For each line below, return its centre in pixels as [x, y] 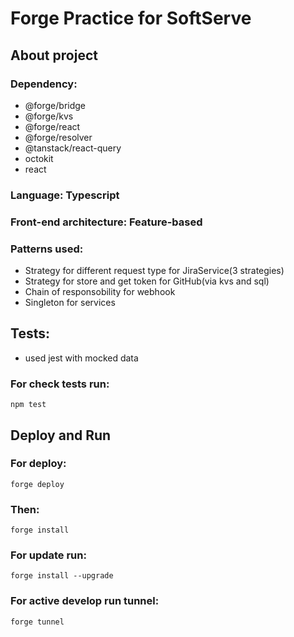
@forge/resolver [58, 137]
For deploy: [38, 464]
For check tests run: [60, 384]
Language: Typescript [65, 195]
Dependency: [44, 84]
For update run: [48, 555]
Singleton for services [70, 303]
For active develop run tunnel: [85, 601]
